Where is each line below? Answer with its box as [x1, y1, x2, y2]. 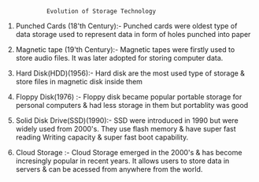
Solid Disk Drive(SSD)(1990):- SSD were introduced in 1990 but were [15, 116, 239, 125]
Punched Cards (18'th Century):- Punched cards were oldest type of [15, 21, 238, 31]
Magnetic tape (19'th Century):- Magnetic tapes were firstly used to [15, 45, 235, 54]
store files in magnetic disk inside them [15, 77, 143, 86]
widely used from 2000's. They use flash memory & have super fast [15, 124, 236, 133]
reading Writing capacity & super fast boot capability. [15, 132, 189, 142]
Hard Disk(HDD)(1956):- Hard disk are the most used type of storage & [15, 69, 246, 78]
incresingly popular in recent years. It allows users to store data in [15, 156, 230, 165]
